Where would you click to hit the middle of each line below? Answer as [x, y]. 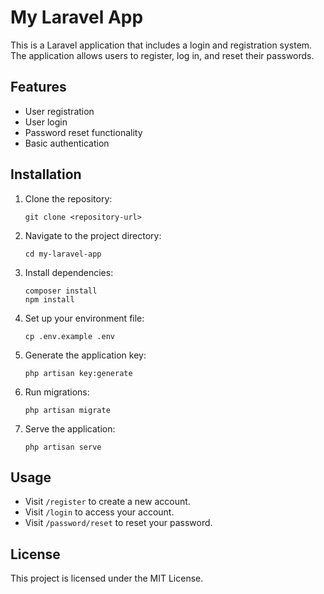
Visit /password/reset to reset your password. [118, 523]
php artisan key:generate [78, 373]
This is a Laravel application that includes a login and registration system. [161, 45]
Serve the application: [70, 428]
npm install [49, 299]
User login [46, 122]
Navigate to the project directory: [93, 235]
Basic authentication [67, 143]
